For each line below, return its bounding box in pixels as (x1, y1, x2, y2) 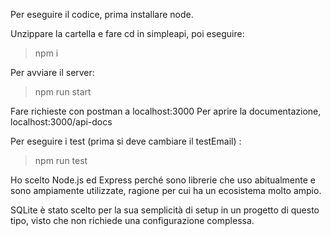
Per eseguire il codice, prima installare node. (10, 9, 194, 20)
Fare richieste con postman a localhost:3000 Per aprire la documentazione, (10, 105, 322, 117)
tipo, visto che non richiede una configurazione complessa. (10, 215, 255, 226)
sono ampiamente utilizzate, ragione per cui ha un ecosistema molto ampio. (10, 185, 322, 196)
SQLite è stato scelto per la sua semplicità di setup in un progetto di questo (10, 204, 320, 216)
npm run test (34, 155, 88, 166)
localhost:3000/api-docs (10, 116, 113, 128)
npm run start (34, 86, 92, 98)
